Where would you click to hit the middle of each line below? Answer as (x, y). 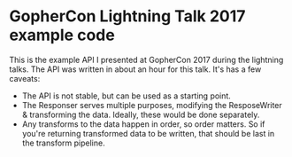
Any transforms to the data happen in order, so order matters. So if (143, 124)
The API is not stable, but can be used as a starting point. (127, 96)
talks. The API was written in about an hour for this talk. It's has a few (135, 69)
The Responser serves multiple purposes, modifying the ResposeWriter (152, 105)
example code (62, 35)
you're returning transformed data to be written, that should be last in (148, 133)
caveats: (25, 78)
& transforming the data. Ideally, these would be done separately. (141, 114)
